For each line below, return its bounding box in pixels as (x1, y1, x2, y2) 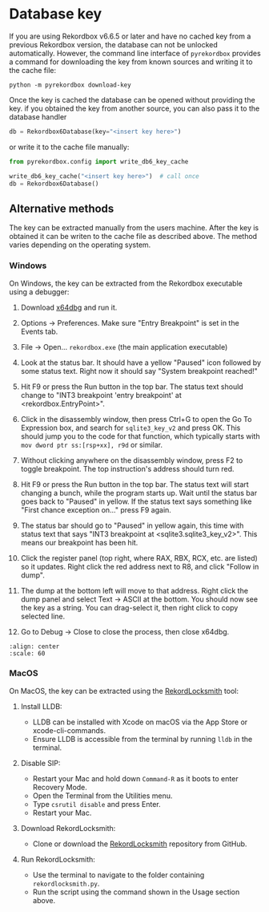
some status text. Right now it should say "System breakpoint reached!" (20, 366, 259, 375)
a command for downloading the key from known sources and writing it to (9, 57, 253, 67)
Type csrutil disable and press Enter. (32, 799, 161, 809)
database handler (9, 111, 67, 121)
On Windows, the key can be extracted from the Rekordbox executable (9, 278, 243, 288)
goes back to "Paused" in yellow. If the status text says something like (20, 497, 252, 506)
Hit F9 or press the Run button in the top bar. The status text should (20, 382, 243, 391)
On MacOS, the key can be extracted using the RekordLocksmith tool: (9, 686, 239, 695)
